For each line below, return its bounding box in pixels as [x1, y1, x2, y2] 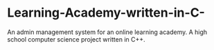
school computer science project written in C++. [7, 35, 145, 43]
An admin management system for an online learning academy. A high [7, 28, 208, 36]
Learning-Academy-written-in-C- [7, 5, 206, 21]
